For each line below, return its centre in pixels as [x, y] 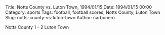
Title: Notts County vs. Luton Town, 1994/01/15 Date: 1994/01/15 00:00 [79, 7]
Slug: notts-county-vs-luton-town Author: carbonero [60, 17]
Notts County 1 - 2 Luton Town [37, 27]
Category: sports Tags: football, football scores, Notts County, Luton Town [83, 12]
